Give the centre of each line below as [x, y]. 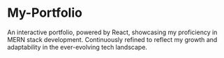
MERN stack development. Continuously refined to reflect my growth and [112, 39]
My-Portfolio [45, 13]
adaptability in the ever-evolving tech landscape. [77, 47]
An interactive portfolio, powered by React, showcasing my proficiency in [112, 32]
